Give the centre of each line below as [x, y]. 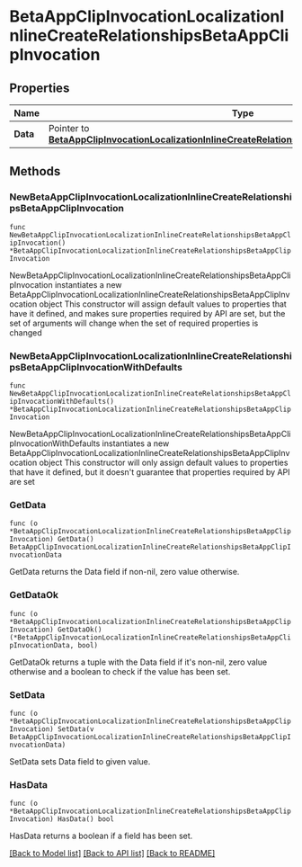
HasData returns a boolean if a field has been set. [101, 836]
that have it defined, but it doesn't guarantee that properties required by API [150, 472]
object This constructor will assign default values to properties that [163, 304]
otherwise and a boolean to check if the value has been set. [120, 671]
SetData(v [75, 729]
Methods [35, 171]
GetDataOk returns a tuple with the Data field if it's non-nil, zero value [138, 662]
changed [26, 332]
